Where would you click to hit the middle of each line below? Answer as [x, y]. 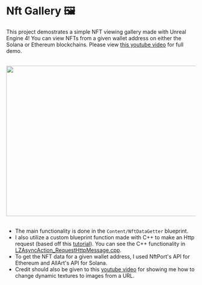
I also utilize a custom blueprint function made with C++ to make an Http [105, 237]
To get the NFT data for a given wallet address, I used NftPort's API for [103, 256]
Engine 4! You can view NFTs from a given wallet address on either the [94, 38]
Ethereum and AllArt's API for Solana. [61, 263]
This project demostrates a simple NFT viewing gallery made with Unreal [96, 32]
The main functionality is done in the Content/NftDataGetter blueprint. [102, 231]
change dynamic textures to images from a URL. [75, 275]
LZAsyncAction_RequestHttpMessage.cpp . [68, 250]
